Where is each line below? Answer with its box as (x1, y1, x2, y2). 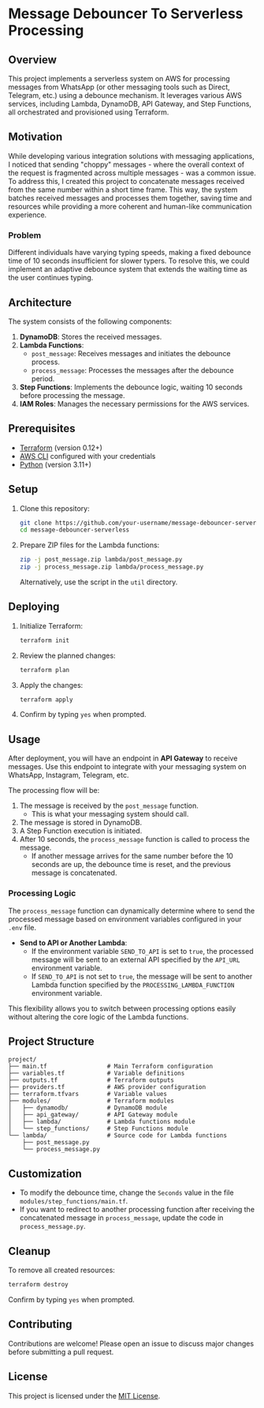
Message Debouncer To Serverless (8, 5, 244, 23)
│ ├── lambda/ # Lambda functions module (8, 1118, 195, 1126)
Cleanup (8, 1245, 51, 1258)
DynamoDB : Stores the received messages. (19, 332, 162, 341)
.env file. (8, 922, 37, 932)
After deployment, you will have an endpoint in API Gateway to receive (8, 753, 238, 763)
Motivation (8, 130, 63, 144)
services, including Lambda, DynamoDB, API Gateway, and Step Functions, (8, 99, 252, 108)
